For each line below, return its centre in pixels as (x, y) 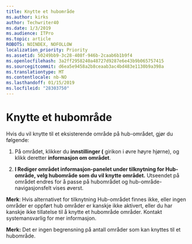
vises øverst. (68, 188)
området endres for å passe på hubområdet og (71, 182)
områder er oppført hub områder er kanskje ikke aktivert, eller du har (89, 205)
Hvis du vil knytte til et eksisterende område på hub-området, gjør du (90, 134)
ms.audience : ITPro (30, 34)
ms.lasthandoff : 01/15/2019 (41, 83)
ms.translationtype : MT (35, 72)
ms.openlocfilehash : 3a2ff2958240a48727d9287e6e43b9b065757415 (85, 61)
